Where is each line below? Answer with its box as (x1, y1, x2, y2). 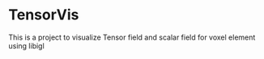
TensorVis (8, 6, 79, 24)
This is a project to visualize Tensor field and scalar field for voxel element (8, 32, 256, 42)
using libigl (8, 40, 45, 50)
